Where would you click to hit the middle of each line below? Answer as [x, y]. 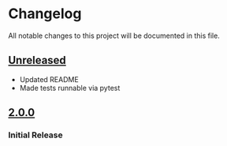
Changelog [45, 14]
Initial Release [35, 135]
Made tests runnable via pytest [70, 88]
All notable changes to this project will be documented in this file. [114, 36]
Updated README [49, 79]
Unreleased [37, 60]
